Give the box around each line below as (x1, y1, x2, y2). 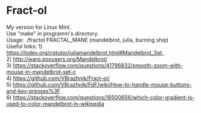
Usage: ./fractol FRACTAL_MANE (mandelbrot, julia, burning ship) (6, 36, 169, 43)
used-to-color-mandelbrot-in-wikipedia (6, 100, 104, 107)
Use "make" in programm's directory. (6, 29, 99, 37)
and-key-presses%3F (6, 87, 60, 94)
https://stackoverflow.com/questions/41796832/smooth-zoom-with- (13, 61, 183, 69)
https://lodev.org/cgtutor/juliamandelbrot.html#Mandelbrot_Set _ (6, 49, 165, 56)
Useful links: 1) (6, 43, 43, 50)
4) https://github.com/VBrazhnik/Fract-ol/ (6, 75, 110, 82)
